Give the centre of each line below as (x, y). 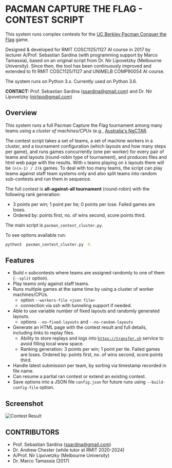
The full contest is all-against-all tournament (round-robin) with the (78, 189)
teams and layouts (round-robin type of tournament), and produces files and (86, 157)
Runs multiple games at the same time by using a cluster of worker (83, 289)
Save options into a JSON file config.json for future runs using (79, 382)
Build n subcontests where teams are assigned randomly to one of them (89, 273)
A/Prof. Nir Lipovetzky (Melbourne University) (61, 456)
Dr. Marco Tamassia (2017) (41, 461)
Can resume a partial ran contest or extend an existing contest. (79, 377)
